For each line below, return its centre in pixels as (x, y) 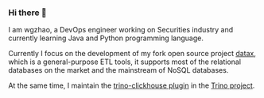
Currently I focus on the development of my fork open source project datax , (132, 54)
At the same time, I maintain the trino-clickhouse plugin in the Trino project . (132, 85)
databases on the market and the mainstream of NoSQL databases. (118, 70)
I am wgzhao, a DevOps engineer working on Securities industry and (120, 30)
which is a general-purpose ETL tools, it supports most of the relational (124, 62)
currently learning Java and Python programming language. (106, 38)
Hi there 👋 (28, 13)
